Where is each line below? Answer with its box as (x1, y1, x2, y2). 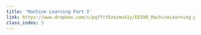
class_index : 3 (6, 20, 44, 26)
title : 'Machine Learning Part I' (6, 8, 93, 15)
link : (6, 14, 20, 20)
